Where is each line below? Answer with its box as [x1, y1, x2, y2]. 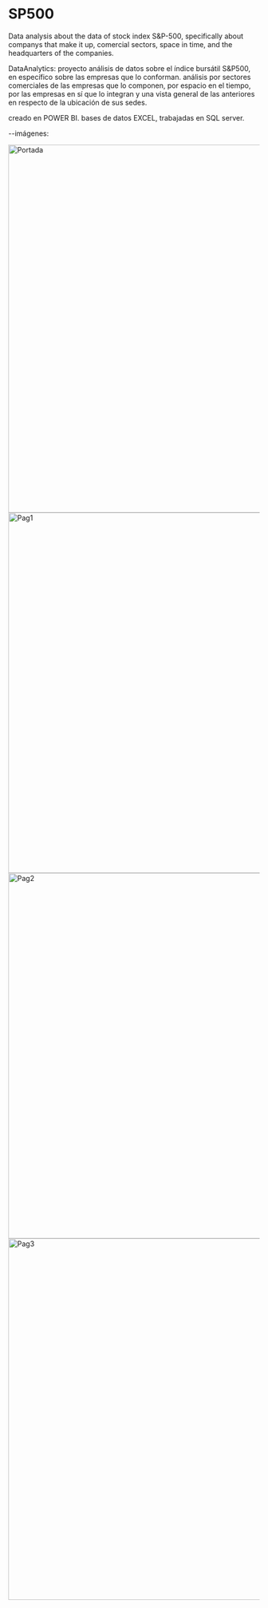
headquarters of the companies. [8, 48, 114, 58]
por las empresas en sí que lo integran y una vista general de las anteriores [8, 89, 255, 98]
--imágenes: [8, 129, 49, 138]
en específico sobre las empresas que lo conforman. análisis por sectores [8, 72, 251, 81]
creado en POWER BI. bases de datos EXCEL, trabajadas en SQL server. [8, 113, 245, 122]
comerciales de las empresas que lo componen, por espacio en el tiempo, [8, 81, 251, 90]
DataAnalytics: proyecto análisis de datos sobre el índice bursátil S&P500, [8, 63, 251, 73]
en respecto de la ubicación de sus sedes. [8, 97, 148, 107]
